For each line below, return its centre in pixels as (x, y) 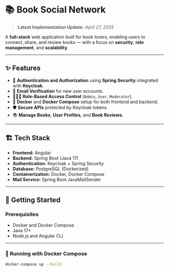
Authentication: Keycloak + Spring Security (58, 163)
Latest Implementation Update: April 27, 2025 (66, 27)
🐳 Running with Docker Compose (46, 254)
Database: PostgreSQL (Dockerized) (51, 169)
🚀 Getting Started (33, 200)
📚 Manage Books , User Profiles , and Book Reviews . (68, 115)
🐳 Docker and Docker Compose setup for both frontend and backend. (85, 102)
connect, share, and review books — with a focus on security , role (75, 42)
